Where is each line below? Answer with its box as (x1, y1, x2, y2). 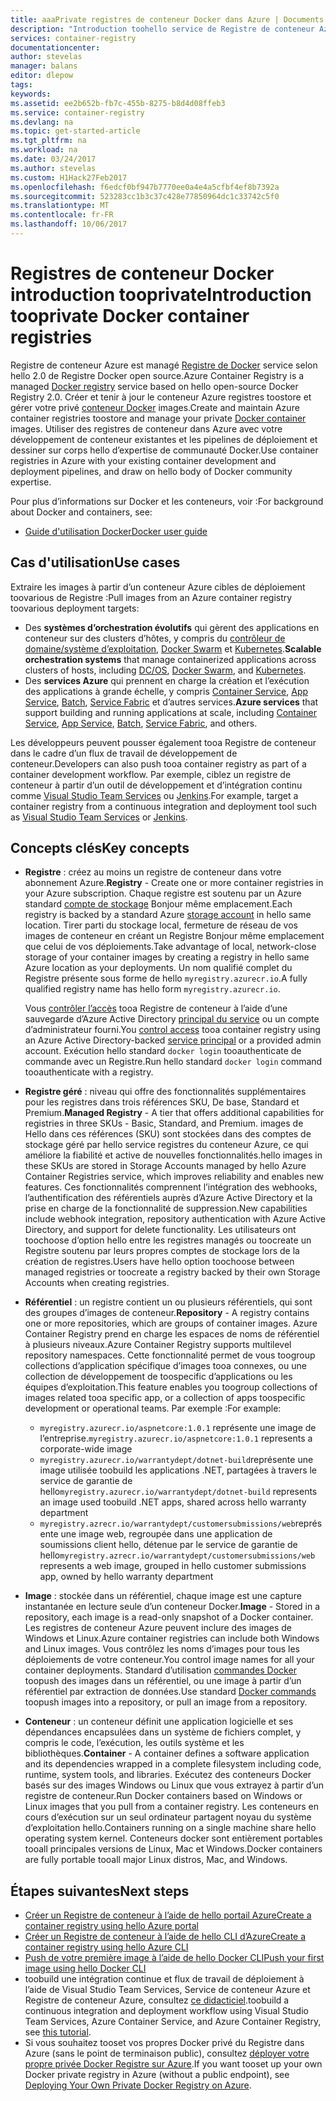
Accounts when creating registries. (24, 1277, 170, 1289)
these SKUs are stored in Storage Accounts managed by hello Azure (24, 1160, 307, 1172)
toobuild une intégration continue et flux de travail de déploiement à (24, 1973, 305, 1985)
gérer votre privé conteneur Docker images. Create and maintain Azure (10, 401, 300, 413)
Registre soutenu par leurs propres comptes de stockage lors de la (24, 1245, 300, 1257)
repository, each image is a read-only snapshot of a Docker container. (24, 1611, 314, 1623)
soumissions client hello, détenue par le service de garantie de (39, 1539, 298, 1551)
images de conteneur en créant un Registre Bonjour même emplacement (24, 930, 325, 942)
